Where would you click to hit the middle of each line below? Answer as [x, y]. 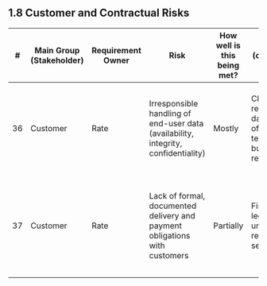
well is [228, 45]
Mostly [226, 128]
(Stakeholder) [57, 60]
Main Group [57, 50]
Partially [228, 226]
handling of [170, 113]
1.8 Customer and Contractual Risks [99, 13]
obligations [170, 235]
